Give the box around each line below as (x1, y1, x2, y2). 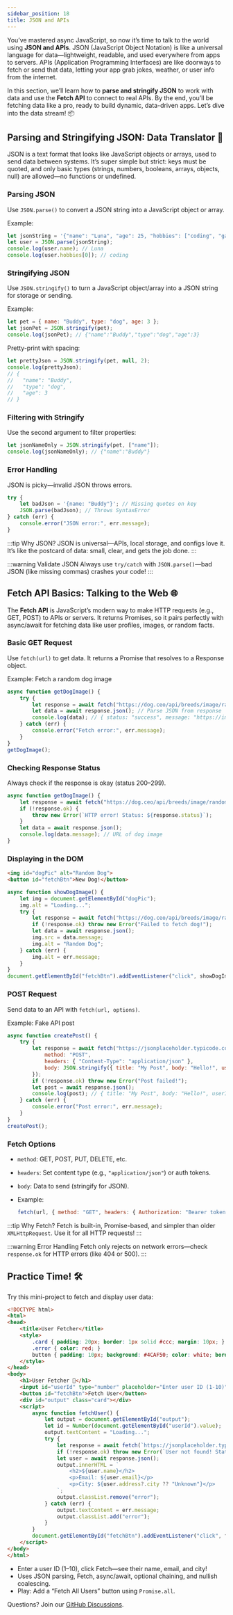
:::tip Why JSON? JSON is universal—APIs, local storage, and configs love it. (7, 539, 225, 547)
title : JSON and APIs (7, 17, 70, 24)
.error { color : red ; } (32, 1344, 101, 1352)
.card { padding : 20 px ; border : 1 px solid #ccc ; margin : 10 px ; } (32, 1338, 225, 1345)
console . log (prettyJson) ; (7, 363, 82, 371)
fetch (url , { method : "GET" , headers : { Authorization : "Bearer (17, 1209, 207, 1216)
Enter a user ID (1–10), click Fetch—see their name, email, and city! (17, 1564, 207, 1573)
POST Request (7, 989, 58, 999)
